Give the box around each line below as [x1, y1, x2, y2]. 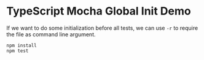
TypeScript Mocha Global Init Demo [6, 4, 192, 18]
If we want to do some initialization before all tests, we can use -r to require [6, 24, 198, 32]
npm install [6, 42, 37, 48]
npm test [6, 47, 29, 54]
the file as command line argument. [6, 30, 96, 38]
